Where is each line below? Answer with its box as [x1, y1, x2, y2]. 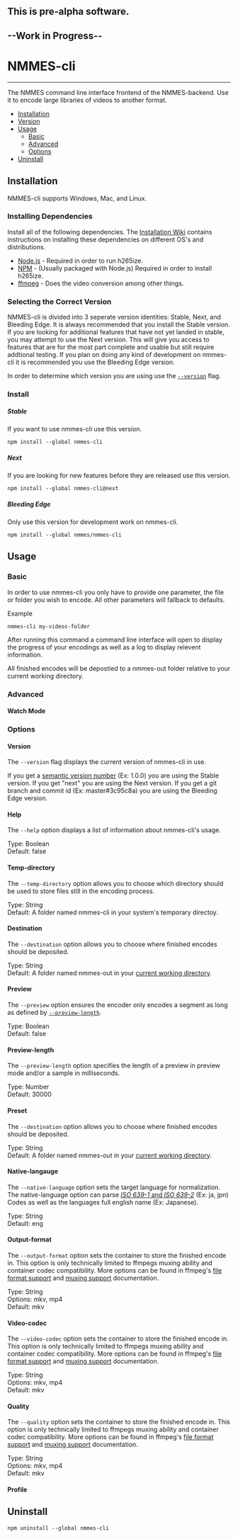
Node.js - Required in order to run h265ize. [17, 256, 143, 265]
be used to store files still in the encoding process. [7, 887, 154, 895]
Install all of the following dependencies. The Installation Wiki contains [7, 227, 212, 236]
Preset [7, 1106, 28, 1115]
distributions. [7, 242, 46, 251]
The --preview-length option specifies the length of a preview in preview [7, 1062, 221, 1070]
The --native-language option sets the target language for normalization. [7, 1183, 221, 1191]
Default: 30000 [7, 1090, 52, 1098]
